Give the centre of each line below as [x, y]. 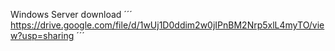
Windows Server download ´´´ [71, 14]
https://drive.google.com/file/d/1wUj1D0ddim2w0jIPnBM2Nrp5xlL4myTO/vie [167, 25]
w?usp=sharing [42, 35]
